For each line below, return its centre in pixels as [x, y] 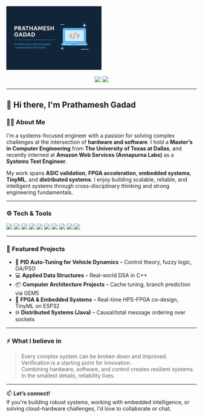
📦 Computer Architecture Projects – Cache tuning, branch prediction [103, 285]
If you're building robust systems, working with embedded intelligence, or [98, 402]
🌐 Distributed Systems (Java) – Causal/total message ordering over [100, 313]
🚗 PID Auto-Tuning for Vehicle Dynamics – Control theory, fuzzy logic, [103, 262]
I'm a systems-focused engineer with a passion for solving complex [91, 135]
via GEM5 [27, 293]
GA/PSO [25, 268]
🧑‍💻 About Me [26, 122]
